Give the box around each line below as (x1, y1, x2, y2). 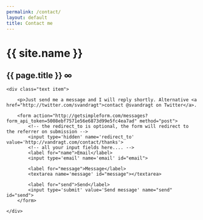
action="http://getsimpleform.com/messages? (33, 113, 148, 119)
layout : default (6, 15, 47, 21)
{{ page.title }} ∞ (6, 70, 72, 81)
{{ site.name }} (6, 46, 83, 60)
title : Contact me (6, 20, 53, 26)
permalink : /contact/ (6, 8, 61, 15)
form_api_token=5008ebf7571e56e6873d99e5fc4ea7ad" (6, 118, 137, 124)
